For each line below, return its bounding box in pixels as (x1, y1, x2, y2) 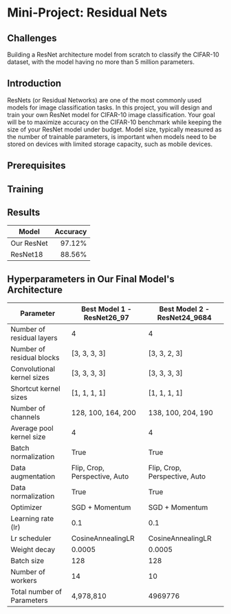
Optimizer (10, 502, 43, 512)
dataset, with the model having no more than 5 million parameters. (7, 58, 195, 66)
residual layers (10, 333, 58, 343)
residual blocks (10, 353, 60, 363)
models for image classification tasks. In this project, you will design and (7, 103, 212, 112)
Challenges (7, 32, 57, 44)
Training (7, 183, 44, 195)
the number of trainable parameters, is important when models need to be (7, 132, 217, 140)
